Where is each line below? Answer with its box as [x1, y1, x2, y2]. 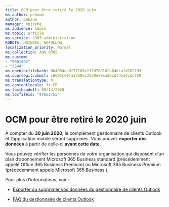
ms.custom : [5, 54, 28, 60]
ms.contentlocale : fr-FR [5, 82, 58, 87]
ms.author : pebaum [5, 12, 44, 17]
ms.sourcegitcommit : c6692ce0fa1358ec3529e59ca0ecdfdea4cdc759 [5, 73, 142, 78]
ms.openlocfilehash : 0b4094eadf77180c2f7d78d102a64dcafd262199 [5, 69, 142, 74]
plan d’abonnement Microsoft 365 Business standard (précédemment [5, 156, 150, 162]
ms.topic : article [5, 31, 44, 36]
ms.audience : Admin [5, 26, 47, 31]
